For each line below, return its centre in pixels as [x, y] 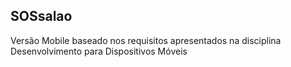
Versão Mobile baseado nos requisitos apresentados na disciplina [146, 40]
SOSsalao [41, 16]
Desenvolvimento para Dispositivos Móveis [99, 51]
